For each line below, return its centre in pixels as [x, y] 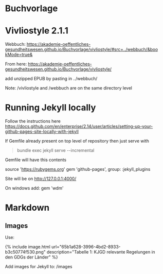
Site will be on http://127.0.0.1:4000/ [41, 179]
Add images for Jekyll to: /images [39, 267]
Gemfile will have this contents [36, 160]
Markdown [27, 208]
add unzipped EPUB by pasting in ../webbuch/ [51, 79]
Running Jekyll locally [51, 108]
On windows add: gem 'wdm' [34, 188]
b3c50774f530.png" [26, 252]
